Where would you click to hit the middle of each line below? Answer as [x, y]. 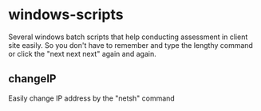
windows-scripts [66, 15]
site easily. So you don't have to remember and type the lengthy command [131, 45]
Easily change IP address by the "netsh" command [92, 98]
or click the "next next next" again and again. [83, 54]
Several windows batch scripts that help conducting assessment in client [128, 37]
